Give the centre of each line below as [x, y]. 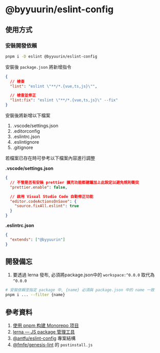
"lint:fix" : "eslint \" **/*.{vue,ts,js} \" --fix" [64, 100]
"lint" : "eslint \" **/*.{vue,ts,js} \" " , [54, 86]
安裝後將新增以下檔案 [28, 115]
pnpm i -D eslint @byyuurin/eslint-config [51, 56]
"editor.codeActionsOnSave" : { [43, 201]
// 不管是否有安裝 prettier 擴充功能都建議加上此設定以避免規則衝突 [75, 182]
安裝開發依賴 [21, 46]
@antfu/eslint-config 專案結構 [44, 338]
